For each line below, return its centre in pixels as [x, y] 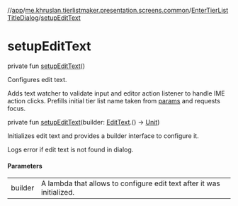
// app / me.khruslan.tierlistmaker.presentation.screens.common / [100, 10]
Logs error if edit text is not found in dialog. [70, 149]
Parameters [25, 166]
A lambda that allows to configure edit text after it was [131, 183]
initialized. [58, 193]
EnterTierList [210, 10]
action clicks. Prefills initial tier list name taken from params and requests [114, 101]
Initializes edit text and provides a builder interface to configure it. [103, 136]
